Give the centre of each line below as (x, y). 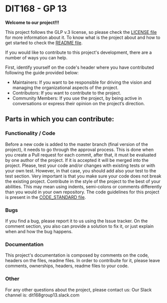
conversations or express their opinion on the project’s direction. (79, 103)
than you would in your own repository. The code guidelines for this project (82, 192)
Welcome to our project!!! (32, 22)
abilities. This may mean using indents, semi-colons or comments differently (83, 186)
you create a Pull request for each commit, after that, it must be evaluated (81, 154)
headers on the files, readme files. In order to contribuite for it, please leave (83, 261)
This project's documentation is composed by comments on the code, (77, 255)
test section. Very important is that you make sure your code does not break (83, 176)
